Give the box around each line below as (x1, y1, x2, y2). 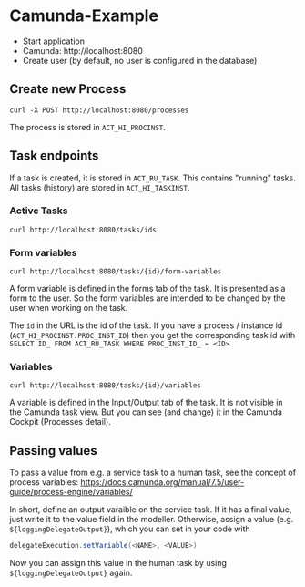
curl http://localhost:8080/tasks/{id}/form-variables (9, 267, 222, 276)
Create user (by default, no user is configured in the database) (22, 55, 258, 66)
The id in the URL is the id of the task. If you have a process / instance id (9, 320, 283, 331)
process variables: (9, 477, 79, 488)
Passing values (9, 443, 97, 458)
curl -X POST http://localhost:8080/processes (9, 106, 189, 115)
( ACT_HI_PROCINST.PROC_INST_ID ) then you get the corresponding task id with (9, 330, 296, 341)
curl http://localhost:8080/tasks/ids (9, 225, 157, 234)
